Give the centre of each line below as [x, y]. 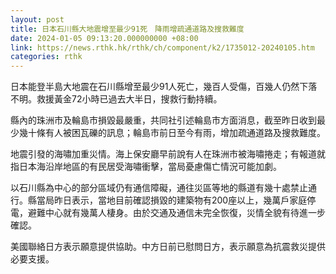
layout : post [37, 19]
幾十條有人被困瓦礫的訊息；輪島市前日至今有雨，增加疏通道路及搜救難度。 [172, 133]
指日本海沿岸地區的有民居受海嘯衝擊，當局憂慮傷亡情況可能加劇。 [146, 167]
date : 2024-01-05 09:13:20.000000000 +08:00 [104, 38]
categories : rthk [46, 57]
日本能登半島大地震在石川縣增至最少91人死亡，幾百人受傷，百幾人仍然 [155, 87]
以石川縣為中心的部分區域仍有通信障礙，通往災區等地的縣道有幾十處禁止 [159, 188]
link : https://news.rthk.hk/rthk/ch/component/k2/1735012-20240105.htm [162, 47]
